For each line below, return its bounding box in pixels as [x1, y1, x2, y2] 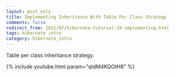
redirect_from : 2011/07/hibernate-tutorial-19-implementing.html [6, 25, 169, 31]
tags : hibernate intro [6, 30, 62, 36]
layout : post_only [6, 8, 51, 15]
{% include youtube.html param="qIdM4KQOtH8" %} [6, 63, 135, 70]
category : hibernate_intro [6, 36, 72, 42]
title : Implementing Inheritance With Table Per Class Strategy [6, 14, 167, 20]
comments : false [6, 19, 46, 25]
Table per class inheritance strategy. [6, 52, 95, 58]
